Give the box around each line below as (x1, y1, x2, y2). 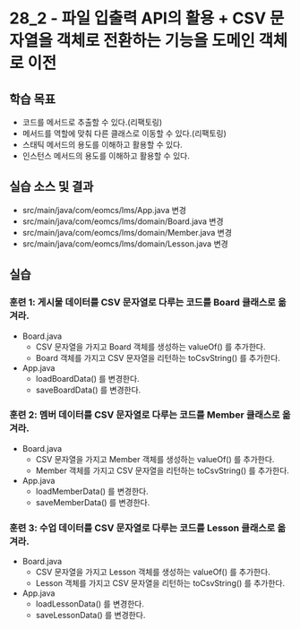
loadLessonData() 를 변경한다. (35, 599, 145, 609)
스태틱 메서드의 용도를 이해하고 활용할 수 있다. (21, 140, 184, 150)
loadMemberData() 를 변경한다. (35, 486, 150, 496)
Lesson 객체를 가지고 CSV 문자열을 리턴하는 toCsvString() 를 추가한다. (35, 578, 285, 589)
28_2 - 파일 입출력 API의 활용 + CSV (9, 8, 267, 29)
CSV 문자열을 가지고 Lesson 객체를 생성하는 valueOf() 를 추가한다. (35, 566, 270, 578)
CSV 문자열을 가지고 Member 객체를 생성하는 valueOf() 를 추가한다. (35, 453, 275, 464)
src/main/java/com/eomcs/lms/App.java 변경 (21, 204, 186, 215)
